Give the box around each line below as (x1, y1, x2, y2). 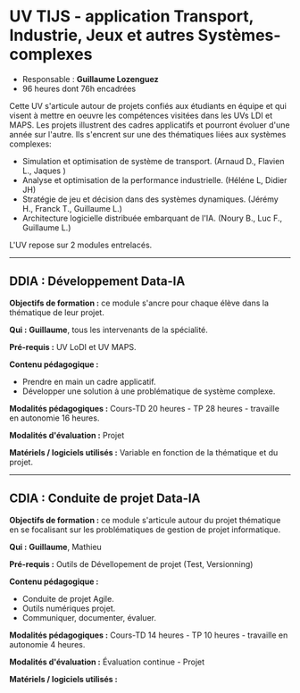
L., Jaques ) (21, 165, 67, 176)
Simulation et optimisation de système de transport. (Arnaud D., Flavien (21, 155, 285, 166)
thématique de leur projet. (9, 306, 104, 318)
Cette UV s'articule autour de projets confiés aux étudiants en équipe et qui (9, 100, 287, 111)
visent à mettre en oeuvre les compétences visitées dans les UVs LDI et (9, 110, 273, 121)
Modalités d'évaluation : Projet (9, 430, 125, 440)
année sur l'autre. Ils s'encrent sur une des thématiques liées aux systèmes (9, 129, 287, 139)
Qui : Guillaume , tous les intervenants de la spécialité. (9, 324, 208, 335)
